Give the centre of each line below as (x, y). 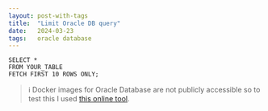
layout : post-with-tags (48, 16)
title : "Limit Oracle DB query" (65, 23)
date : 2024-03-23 (41, 31)
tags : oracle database (50, 38)
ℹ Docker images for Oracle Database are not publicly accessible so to (144, 90)
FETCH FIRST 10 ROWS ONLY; (54, 74)
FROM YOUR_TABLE (36, 68)
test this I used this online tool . (79, 99)
